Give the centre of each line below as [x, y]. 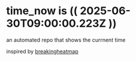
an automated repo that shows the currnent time [66, 40]
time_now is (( [42, 11]
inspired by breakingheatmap [43, 51]
